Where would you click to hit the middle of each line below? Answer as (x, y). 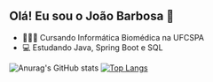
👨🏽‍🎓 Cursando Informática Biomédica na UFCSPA (113, 37)
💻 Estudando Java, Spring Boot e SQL (92, 47)
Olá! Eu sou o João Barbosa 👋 (92, 16)
